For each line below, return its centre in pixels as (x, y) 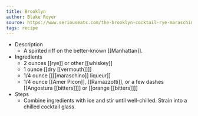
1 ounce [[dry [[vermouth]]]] (57, 69)
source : (16, 22)
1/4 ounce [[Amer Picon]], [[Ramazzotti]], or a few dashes (93, 82)
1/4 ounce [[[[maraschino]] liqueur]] (67, 76)
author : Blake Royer (32, 17)
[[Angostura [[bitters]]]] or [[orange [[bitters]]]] (81, 88)
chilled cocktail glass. (49, 107)
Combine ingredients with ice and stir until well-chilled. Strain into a (105, 101)
